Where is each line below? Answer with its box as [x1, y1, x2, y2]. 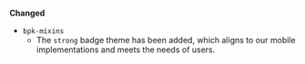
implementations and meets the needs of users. [36, 44, 216, 55]
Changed [9, 8, 46, 18]
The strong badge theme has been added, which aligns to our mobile [36, 35, 296, 45]
